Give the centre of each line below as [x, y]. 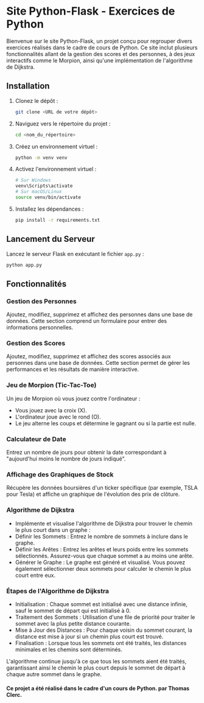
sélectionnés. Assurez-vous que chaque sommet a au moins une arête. [104, 556]
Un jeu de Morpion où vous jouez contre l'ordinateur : [73, 398]
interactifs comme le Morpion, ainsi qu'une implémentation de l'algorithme [100, 60]
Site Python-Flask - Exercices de [91, 11]
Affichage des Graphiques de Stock [60, 475]
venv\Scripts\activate [44, 186]
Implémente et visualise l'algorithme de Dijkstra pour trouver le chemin [104, 523]
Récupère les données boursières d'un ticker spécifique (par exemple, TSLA [102, 488]
